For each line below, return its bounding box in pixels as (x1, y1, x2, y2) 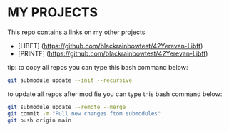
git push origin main (7, 117, 72, 124)
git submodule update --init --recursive (7, 76, 133, 84)
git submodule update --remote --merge (7, 103, 126, 110)
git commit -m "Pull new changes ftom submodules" (7, 110, 161, 117)
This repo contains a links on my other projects (7, 28, 146, 36)
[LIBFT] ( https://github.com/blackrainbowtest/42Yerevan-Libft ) (17, 41, 203, 50)
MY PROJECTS (7, 4, 98, 21)
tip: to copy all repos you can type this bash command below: (7, 63, 188, 71)
